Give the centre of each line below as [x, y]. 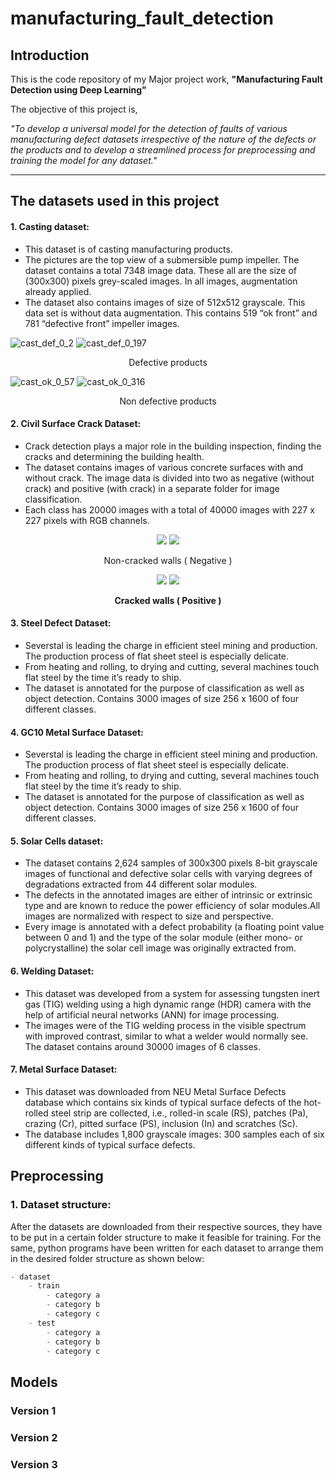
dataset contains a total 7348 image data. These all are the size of [161, 270]
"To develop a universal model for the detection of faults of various [149, 128]
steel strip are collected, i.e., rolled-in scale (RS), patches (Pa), [179, 1113]
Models [34, 1382]
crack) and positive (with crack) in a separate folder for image [152, 488]
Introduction [50, 55]
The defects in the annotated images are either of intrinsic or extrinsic [168, 895]
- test [42, 1323]
